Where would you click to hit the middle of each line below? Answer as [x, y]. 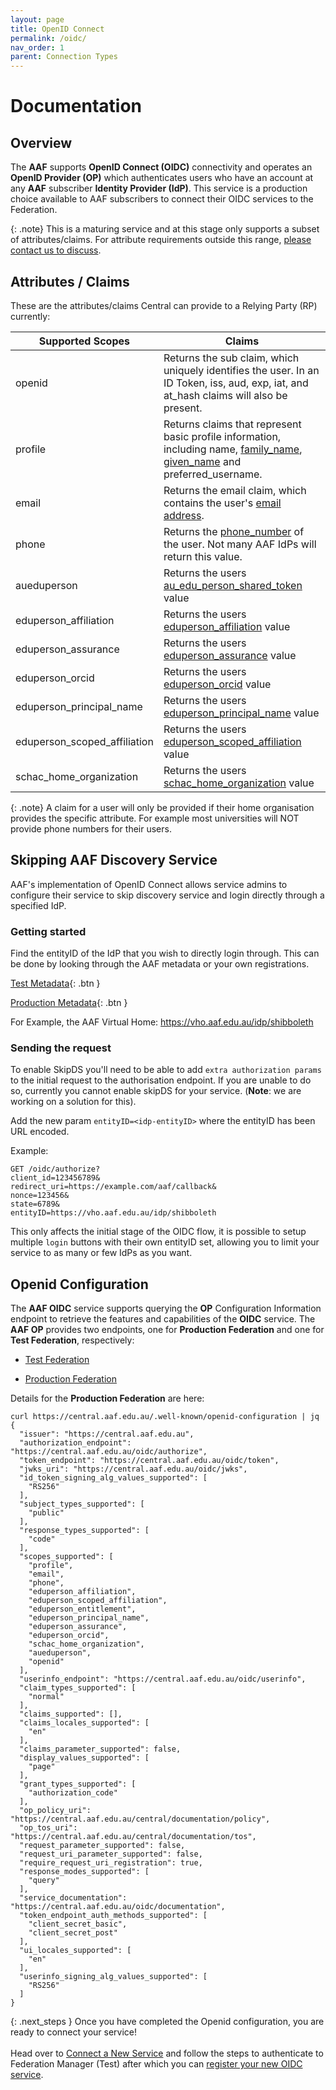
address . [184, 515]
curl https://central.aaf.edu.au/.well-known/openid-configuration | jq [165, 1417]
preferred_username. [213, 474]
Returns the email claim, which [235, 490]
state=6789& [35, 1204]
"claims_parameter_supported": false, [100, 1749]
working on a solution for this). [73, 1102]
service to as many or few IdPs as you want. [101, 1253]
